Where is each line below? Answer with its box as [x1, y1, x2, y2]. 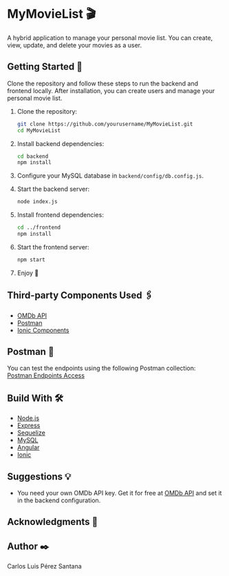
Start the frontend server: [17, 243, 89, 251]
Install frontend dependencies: [17, 211, 105, 219]
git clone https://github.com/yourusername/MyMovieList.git [17, 121, 193, 127]
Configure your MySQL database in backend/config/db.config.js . [17, 172, 204, 180]
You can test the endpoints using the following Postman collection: [7, 364, 196, 373]
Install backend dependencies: [17, 139, 105, 147]
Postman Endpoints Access [7, 371, 85, 380]
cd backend [17, 153, 49, 160]
